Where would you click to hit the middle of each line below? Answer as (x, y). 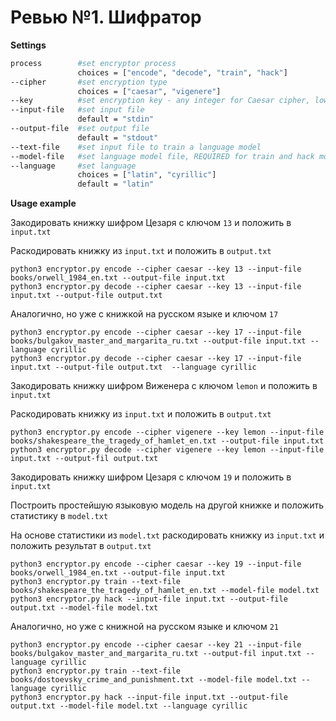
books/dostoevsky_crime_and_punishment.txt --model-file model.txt (154, 680)
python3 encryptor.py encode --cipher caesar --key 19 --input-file (156, 564)
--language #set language (73, 166)
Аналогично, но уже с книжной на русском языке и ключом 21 (145, 627)
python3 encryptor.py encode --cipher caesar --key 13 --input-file (156, 269)
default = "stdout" (118, 137)
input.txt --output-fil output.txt (84, 459)
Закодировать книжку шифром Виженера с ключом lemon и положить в (164, 386)
